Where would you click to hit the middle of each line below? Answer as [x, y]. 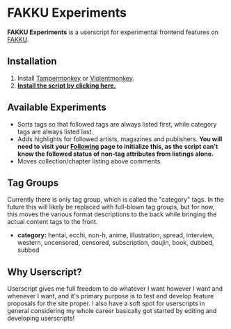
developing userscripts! [41, 319]
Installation [32, 62]
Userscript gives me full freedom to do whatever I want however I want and [115, 289]
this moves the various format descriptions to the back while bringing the [112, 214]
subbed [28, 250]
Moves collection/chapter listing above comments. [89, 161]
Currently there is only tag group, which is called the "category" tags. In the [115, 200]
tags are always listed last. [55, 131]
